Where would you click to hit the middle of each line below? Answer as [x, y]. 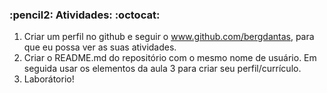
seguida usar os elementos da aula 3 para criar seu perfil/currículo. [162, 69]
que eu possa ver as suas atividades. [100, 47]
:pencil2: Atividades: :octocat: [85, 15]
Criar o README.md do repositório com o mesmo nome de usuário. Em [170, 58]
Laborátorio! [49, 79]
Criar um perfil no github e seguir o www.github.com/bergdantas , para [169, 37]
